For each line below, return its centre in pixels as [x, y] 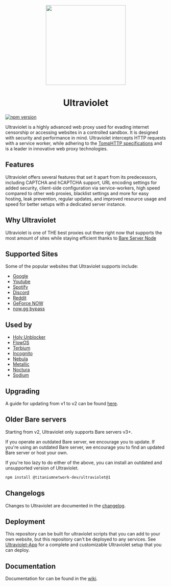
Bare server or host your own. [36, 453]
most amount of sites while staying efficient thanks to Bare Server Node [81, 238]
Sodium [21, 375]
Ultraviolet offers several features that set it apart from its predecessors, [81, 177]
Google [20, 276]
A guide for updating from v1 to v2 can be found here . [62, 403]
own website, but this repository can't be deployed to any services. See [81, 540]
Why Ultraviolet [31, 220]
